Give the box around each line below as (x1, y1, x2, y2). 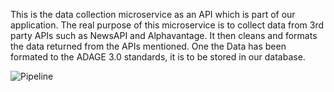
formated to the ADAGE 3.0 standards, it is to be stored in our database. (10, 51, 306, 63)
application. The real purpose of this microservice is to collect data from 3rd (10, 19, 324, 31)
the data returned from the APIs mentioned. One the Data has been (10, 40, 287, 52)
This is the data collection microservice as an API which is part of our (10, 9, 296, 20)
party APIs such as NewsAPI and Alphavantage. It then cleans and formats (10, 30, 318, 41)
